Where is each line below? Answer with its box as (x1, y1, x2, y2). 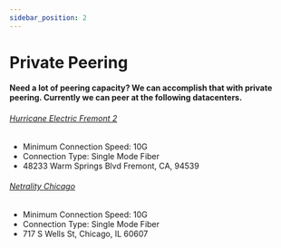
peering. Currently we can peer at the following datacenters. (9, 92, 243, 103)
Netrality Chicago (9, 181, 75, 192)
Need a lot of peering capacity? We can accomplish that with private (9, 82, 273, 93)
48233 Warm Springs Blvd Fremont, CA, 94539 (22, 160, 199, 171)
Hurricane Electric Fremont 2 (9, 113, 118, 123)
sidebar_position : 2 (9, 13, 88, 23)
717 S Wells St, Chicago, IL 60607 (22, 228, 149, 239)
